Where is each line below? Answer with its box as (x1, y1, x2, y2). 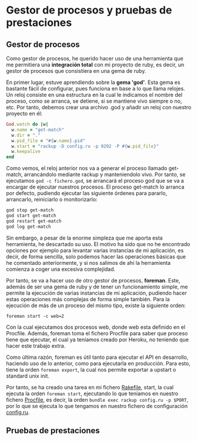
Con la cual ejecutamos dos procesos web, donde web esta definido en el (6, 324, 186, 331)
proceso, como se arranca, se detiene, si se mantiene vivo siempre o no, (6, 97, 182, 105)
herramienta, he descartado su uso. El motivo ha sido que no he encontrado (6, 240, 191, 247)
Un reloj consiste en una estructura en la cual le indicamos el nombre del (6, 92, 183, 98)
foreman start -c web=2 (6, 313, 65, 319)
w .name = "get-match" (11, 127, 65, 133)
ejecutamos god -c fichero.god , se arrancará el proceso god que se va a (6, 177, 184, 184)
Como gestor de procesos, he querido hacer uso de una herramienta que (6, 55, 183, 62)
